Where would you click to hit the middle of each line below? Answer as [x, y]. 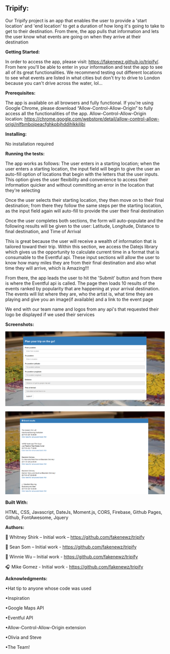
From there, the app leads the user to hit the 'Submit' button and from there [84, 278]
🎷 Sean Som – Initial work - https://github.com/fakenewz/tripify [71, 547]
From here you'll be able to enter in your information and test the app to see [84, 67]
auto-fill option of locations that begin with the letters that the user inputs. [82, 174]
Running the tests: [25, 153]
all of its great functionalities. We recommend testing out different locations [84, 72]
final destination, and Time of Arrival [43, 231]
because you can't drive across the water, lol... [54, 83]
